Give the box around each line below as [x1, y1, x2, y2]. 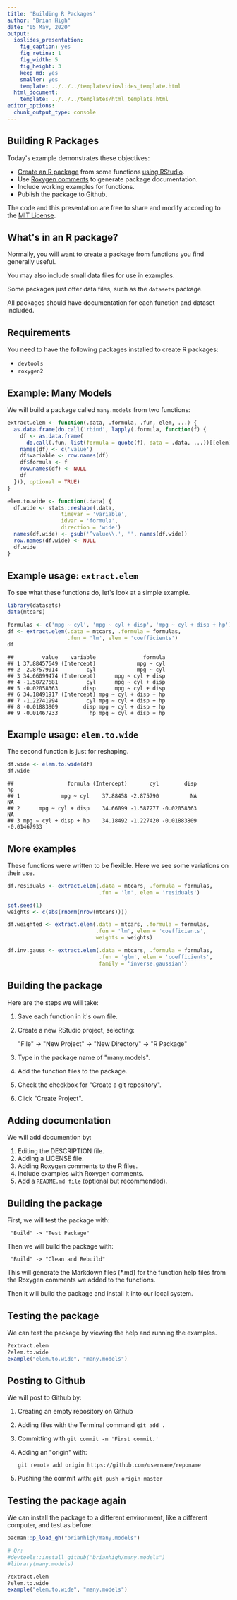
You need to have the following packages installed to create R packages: [7, 345, 219, 354]
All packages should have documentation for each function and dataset [7, 299, 215, 307]
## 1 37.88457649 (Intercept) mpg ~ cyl [7, 660, 166, 667]
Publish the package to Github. [17, 190, 108, 198]
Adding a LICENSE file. [17, 1155, 84, 1163]
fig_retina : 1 [20, 50, 61, 57]
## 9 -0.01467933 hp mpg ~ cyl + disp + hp [7, 709, 166, 716]
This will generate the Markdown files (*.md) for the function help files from [7, 1268, 226, 1277]
